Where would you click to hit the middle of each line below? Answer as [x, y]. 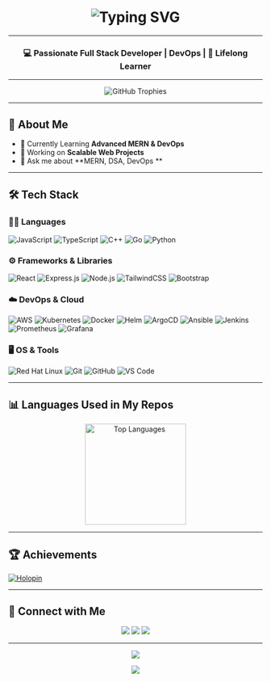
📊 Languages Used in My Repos [91, 405]
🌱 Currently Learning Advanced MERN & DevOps [102, 144]
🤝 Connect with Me [57, 611]
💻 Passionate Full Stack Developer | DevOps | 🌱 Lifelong [135, 53]
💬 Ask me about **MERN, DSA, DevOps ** [91, 161]
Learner [135, 66]
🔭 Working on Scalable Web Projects [82, 153]
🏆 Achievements [53, 555]
